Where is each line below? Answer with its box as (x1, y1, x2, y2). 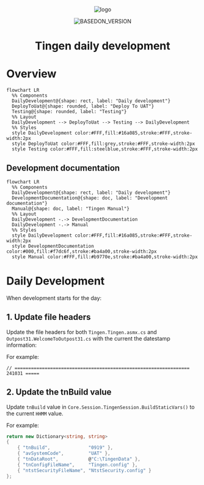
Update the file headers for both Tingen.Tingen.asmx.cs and (6, 328, 157, 336)
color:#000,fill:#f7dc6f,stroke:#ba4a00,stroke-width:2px (6, 248, 157, 254)
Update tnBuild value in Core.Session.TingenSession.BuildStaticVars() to (6, 403, 195, 410)
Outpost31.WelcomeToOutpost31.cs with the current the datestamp (6, 335, 170, 342)
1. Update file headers (6, 312, 91, 322)
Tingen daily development (34, 39, 171, 53)
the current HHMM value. (6, 410, 64, 417)
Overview (6, 67, 57, 81)
